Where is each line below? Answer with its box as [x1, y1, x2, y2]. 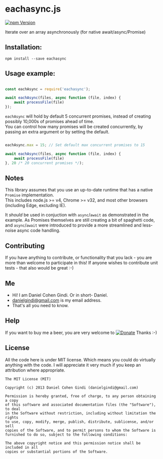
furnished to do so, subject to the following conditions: [5, 432, 128, 437]
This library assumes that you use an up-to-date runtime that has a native [5, 187, 153, 193]
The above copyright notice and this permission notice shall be [5, 440, 141, 445]
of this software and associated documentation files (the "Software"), [5, 402, 156, 407]
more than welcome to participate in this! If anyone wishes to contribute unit [5, 260, 158, 266]
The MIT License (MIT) [5, 376, 51, 381]
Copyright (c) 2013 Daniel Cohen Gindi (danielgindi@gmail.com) [5, 385, 139, 390]
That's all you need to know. [12, 303, 69, 308]
